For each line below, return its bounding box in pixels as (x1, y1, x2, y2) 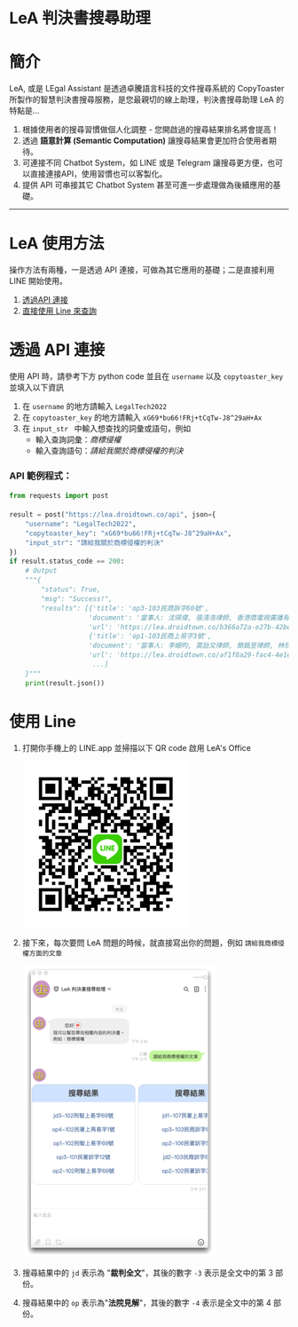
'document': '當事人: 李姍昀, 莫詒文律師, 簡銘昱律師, (88, 641, 274, 651)
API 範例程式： (9, 470, 73, 482)
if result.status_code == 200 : (9, 557, 125, 566)
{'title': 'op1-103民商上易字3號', (88, 632, 212, 641)
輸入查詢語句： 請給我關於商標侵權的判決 (35, 446, 184, 455)
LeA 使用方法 (9, 233, 105, 254)
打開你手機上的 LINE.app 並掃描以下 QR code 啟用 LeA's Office (21, 742, 251, 753)
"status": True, (41, 585, 101, 595)
